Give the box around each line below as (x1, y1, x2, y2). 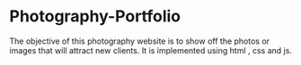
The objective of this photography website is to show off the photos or (9, 36, 270, 46)
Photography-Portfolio (9, 6, 181, 27)
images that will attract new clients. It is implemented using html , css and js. (9, 45, 292, 55)
